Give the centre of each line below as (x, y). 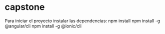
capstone (25, 7)
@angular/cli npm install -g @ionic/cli (43, 26)
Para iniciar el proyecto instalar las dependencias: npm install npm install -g (82, 21)
